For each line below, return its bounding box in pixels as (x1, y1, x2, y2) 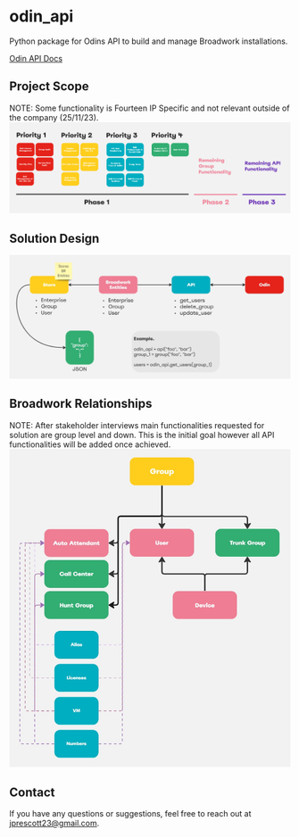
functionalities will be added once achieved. (9, 439, 171, 450)
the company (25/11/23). (9, 112, 99, 122)
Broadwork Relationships (9, 396, 153, 411)
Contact (9, 784, 55, 800)
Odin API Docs (9, 53, 63, 63)
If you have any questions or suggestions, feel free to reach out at (9, 808, 252, 818)
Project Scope (9, 79, 89, 95)
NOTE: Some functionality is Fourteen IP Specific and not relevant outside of (9, 103, 290, 113)
